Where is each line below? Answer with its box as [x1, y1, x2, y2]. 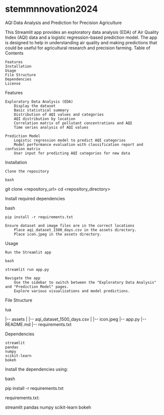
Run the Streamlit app [5, 249, 51, 255]
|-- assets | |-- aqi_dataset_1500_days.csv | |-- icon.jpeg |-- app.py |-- [5, 316, 147, 322]
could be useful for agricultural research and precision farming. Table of [5, 45, 151, 51]
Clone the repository [5, 168, 49, 174]
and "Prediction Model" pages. [5, 284, 69, 289]
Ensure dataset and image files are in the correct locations [5, 223, 135, 228]
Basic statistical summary [14, 108, 69, 112]
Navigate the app [5, 276, 41, 280]
